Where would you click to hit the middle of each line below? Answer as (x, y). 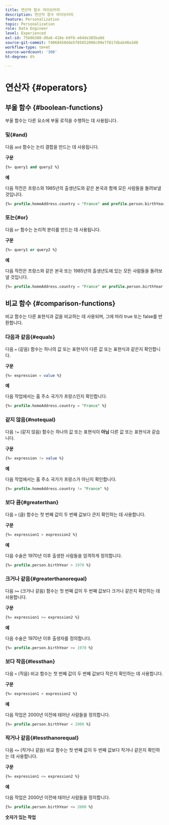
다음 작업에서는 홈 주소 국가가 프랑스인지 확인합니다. (56, 396)
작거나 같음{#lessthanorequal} (42, 738)
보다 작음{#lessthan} (30, 662)
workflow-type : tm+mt (28, 47)
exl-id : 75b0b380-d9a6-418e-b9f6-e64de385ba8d (55, 38)
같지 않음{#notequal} (31, 420)
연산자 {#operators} (47, 87)
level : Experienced (26, 33)
